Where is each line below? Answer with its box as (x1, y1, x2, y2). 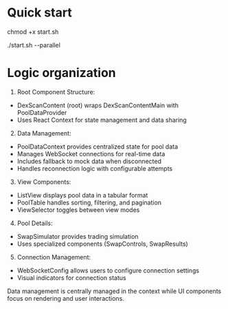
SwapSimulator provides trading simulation (16, 232, 139, 240)
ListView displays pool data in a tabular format (16, 191, 148, 199)
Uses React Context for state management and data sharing (16, 116, 187, 124)
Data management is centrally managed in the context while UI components (7, 287, 222, 295)
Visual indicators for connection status (16, 273, 126, 281)
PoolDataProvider (16, 108, 67, 116)
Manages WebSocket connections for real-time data (16, 149, 166, 158)
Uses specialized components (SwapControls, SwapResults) (16, 239, 189, 248)
